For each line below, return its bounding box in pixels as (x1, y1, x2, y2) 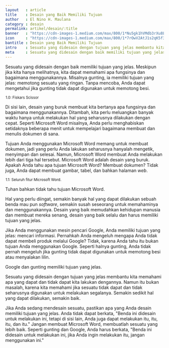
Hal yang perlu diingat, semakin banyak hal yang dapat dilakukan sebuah (5, 196, 157, 202)
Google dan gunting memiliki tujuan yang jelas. (5, 264, 102, 270)
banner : (5, 31, 28, 36)
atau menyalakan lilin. (5, 254, 50, 260)
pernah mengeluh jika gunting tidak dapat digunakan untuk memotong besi (5, 248, 161, 254)
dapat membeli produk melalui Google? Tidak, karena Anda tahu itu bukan (5, 238, 158, 244)
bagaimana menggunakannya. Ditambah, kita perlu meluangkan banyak (5, 109, 154, 115)
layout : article (5, 7, 46, 13)
